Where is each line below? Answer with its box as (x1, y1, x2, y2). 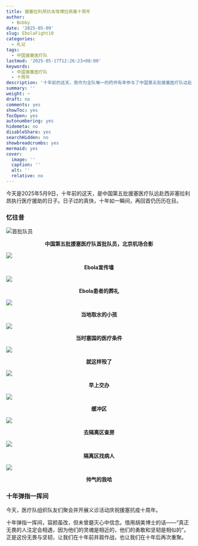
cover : (6, 151, 22, 157)
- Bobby (11, 19, 31, 25)
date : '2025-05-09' (6, 25, 54, 31)
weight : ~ (6, 91, 31, 97)
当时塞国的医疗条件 (75, 335, 123, 342)
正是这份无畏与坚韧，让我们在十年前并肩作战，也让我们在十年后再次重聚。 (6, 534, 187, 541)
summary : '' (6, 85, 35, 91)
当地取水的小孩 (81, 311, 117, 318)
